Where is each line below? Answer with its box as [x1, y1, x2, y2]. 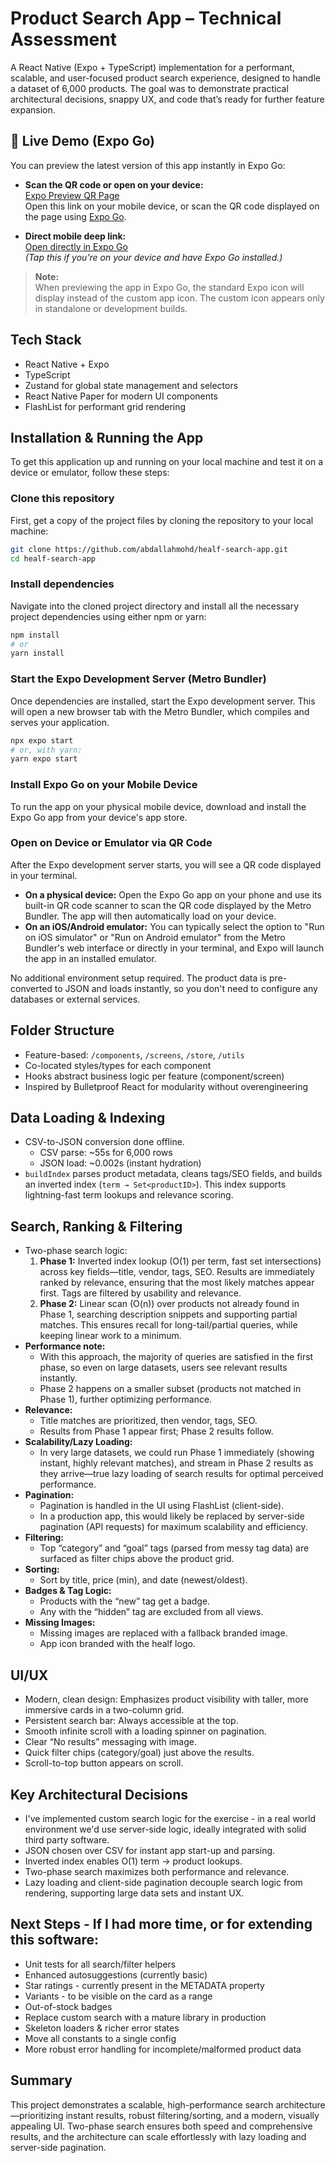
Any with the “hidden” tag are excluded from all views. [39, 1606, 264, 1618]
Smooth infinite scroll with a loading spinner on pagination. [24, 1725, 267, 1737]
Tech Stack [10, 332, 82, 349]
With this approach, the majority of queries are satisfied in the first [39, 1351, 314, 1363]
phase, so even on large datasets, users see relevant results [39, 1362, 288, 1374]
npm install [10, 630, 60, 640]
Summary [10, 2072, 73, 2089]
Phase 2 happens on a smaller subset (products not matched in [39, 1383, 302, 1395]
